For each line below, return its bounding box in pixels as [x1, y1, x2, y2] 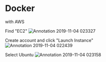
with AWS [5, 19, 25, 25]
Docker [5, 3, 35, 14]
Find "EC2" [5, 28, 28, 34]
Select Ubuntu [5, 51, 34, 58]
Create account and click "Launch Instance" [5, 37, 94, 43]
